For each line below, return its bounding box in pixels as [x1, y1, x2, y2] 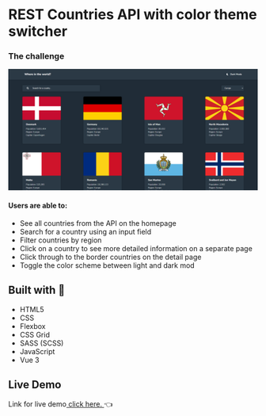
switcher [8, 22, 68, 40]
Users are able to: [8, 200, 68, 211]
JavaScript [19, 346, 55, 356]
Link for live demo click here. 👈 [8, 399, 113, 409]
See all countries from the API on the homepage [19, 218, 177, 227]
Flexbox [19, 321, 46, 330]
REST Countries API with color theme [8, 6, 257, 24]
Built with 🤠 [8, 284, 66, 297]
